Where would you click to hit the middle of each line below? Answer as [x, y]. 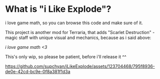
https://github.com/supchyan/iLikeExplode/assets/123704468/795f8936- [80, 66]
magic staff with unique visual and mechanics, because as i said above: [78, 38]
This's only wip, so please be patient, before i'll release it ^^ [66, 57]
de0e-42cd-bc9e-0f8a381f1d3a [38, 71]
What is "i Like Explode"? [58, 9]
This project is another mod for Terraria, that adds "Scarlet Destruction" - [80, 32]
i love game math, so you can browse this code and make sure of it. [74, 23]
